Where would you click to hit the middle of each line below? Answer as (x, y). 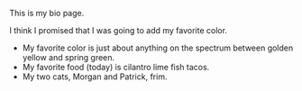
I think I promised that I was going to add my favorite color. (119, 30)
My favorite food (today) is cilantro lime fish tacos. (116, 67)
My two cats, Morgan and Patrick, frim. (95, 77)
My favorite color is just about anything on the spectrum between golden (158, 48)
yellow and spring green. (69, 57)
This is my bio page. (47, 13)
